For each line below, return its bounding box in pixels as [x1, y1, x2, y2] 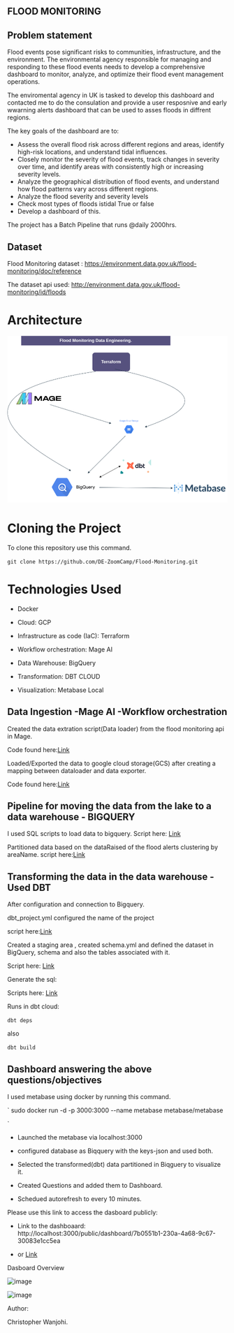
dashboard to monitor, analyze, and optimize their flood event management [7, 70, 224, 79]
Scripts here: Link [7, 989, 58, 997]
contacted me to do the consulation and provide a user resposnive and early [7, 98, 227, 107]
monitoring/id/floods [7, 288, 66, 296]
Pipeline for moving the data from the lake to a [7, 800, 212, 812]
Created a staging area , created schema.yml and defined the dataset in [7, 941, 214, 949]
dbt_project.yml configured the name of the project [7, 914, 155, 922]
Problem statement [7, 29, 93, 41]
